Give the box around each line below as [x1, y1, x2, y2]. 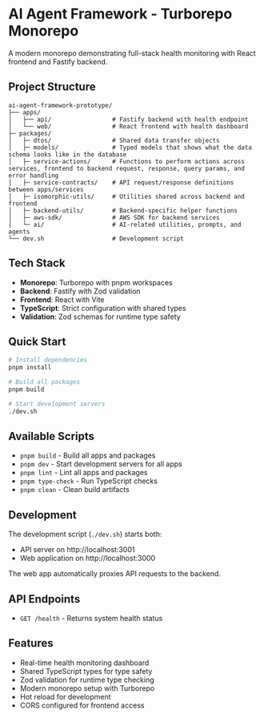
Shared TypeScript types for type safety [19, 666, 153, 676]
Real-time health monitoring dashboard [19, 658, 150, 668]
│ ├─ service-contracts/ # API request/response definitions [8, 178, 234, 187]
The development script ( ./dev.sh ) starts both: [8, 530, 162, 539]
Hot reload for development [19, 692, 111, 701]
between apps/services [8, 185, 84, 193]
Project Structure [8, 80, 96, 94]
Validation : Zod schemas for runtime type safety [19, 312, 182, 321]
